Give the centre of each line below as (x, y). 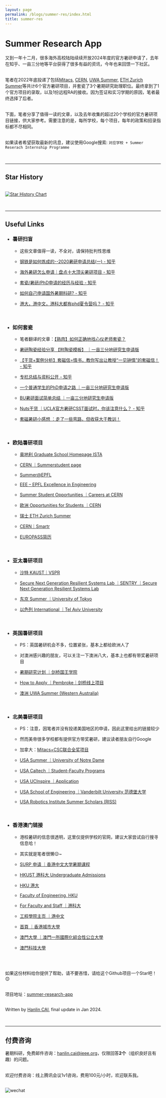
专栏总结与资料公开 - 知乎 (46, 377)
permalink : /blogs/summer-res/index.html (48, 14)
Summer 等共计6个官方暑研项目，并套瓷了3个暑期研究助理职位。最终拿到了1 (82, 86)
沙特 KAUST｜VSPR (40, 572)
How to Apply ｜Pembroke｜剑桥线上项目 (62, 682)
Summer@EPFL (36, 475)
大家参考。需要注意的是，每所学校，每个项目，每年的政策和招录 (91, 121)
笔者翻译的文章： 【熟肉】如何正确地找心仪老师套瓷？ (73, 339)
